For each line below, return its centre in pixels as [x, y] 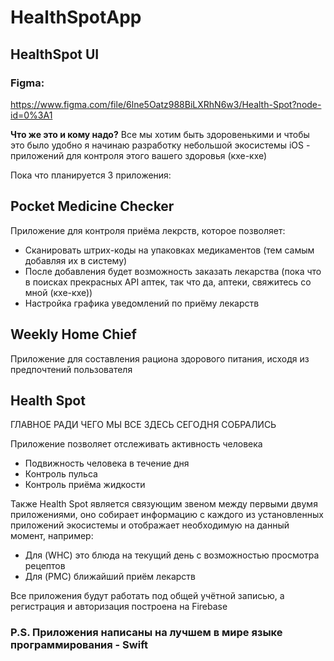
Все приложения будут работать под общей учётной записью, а [147, 596]
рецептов [45, 566]
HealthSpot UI [55, 54]
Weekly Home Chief [73, 334]
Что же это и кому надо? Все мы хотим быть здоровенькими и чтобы [160, 134]
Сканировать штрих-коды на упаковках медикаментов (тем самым [169, 250]
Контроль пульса [61, 474]
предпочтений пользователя [71, 369]
